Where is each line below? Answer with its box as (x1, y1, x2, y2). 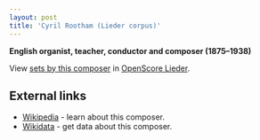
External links (9, 88, 87, 103)
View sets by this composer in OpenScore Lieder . (9, 63, 191, 74)
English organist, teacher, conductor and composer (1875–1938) (9, 45, 252, 56)
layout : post (9, 12, 58, 22)
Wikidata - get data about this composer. (21, 121, 173, 132)
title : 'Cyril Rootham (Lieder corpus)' (9, 21, 162, 30)
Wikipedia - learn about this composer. (21, 112, 165, 122)
